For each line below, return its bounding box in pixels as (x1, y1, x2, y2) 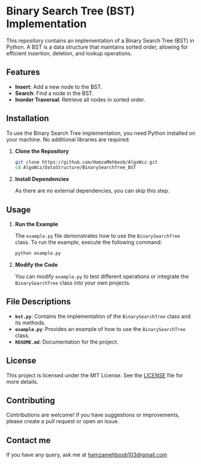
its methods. (14, 319, 46, 326)
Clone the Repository (14, 147, 69, 155)
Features (6, 67, 40, 78)
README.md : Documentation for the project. (14, 338, 119, 345)
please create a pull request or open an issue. (6, 418, 119, 425)
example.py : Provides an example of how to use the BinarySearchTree (14, 325, 186, 332)
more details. (6, 378, 39, 385)
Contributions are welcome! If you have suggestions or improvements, (6, 411, 180, 419)
